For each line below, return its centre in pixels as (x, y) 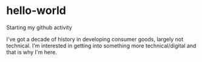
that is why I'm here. (32, 52)
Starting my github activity (39, 27)
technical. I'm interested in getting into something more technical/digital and (101, 46)
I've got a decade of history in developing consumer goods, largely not (95, 39)
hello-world (36, 11)
